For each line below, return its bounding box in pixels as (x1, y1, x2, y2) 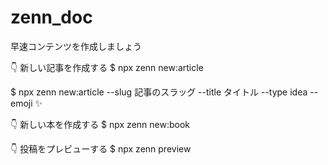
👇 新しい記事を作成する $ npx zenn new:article (10, 61, 204, 73)
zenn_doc (10, 6, 93, 29)
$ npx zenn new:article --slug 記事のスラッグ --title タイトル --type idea (10, 86, 308, 98)
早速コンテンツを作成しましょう (10, 40, 142, 52)
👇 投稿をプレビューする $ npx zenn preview (10, 142, 192, 155)
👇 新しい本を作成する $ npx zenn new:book (10, 118, 190, 130)
